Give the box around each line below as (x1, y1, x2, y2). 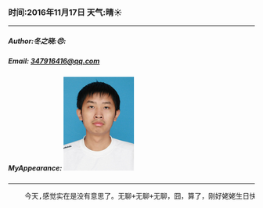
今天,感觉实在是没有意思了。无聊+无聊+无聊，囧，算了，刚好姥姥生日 (24, 192, 250, 201)
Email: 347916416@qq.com (8, 56, 100, 66)
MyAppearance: (8, 163, 63, 173)
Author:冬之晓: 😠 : (8, 36, 67, 45)
